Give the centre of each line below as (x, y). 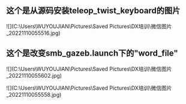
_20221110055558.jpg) (34, 94)
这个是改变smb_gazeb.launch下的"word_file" (92, 53)
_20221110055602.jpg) (34, 75)
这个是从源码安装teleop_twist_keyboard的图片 (93, 11)
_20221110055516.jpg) (34, 33)
